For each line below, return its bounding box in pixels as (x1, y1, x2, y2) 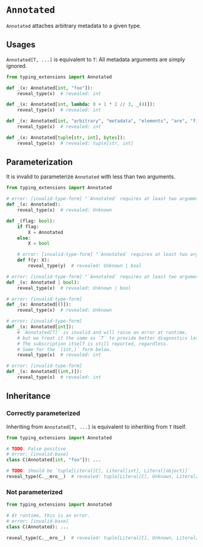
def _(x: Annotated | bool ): (6, 279, 80, 286)
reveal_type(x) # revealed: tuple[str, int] (17, 140, 134, 146)
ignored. (6, 62, 27, 69)
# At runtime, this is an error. (6, 512, 91, 519)
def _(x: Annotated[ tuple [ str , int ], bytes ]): (6, 135, 126, 141)
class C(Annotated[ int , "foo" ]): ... (6, 457, 101, 463)
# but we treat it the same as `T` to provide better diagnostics (17, 335, 188, 341)
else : (17, 235, 31, 241)
